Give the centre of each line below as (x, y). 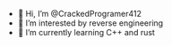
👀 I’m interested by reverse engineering (90, 23)
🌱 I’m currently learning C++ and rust (86, 32)
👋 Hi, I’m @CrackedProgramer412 (79, 14)
